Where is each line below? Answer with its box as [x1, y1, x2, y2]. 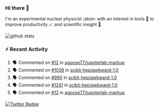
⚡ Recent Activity [5, 46, 48, 53]
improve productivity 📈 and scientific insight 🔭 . [5, 21, 103, 27]
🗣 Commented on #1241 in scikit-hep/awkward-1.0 [12, 82, 118, 88]
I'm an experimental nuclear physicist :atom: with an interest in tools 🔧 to [5, 16, 155, 22]
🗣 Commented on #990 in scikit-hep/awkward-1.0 [12, 74, 117, 80]
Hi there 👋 [5, 4, 30, 11]
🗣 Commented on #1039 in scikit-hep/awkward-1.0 [12, 67, 119, 73]
